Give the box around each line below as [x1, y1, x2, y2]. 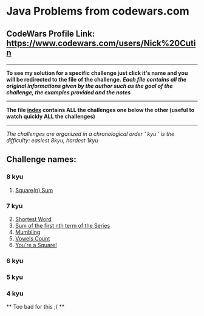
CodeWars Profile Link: [6, 29, 95, 39]
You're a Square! [15, 241, 57, 248]
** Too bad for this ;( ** [6, 303, 65, 311]
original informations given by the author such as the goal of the [6, 82, 173, 90]
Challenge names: [6, 154, 77, 165]
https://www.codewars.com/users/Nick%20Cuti [6, 38, 196, 48]
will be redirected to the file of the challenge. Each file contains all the [6, 76, 187, 83]
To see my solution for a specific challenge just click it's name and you [6, 69, 188, 77]
